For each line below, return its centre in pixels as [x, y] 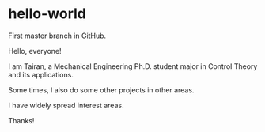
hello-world [47, 14]
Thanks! [21, 120]
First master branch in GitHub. [57, 36]
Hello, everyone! [35, 51]
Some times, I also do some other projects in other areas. [101, 90]
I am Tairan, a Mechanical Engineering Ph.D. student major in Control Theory [133, 66]
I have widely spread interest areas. [66, 105]
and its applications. [41, 74]
